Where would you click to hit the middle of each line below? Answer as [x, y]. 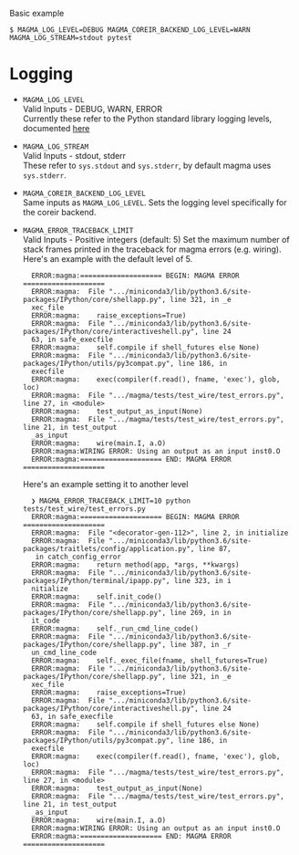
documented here [56, 128]
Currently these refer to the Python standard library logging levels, [147, 119]
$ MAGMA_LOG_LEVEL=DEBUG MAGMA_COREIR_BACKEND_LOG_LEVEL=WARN [130, 30]
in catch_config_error [78, 557]
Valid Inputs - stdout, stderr [74, 155]
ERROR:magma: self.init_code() [97, 597]
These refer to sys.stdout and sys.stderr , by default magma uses [147, 165]
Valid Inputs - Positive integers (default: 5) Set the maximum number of [156, 239]
